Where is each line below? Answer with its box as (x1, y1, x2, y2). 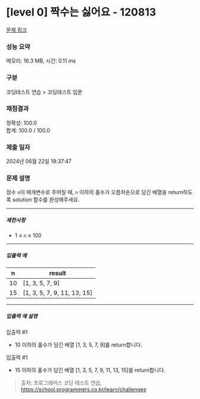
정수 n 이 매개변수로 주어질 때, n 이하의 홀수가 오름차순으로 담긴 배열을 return (6, 189, 183, 196)
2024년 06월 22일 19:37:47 (6, 158, 72, 165)
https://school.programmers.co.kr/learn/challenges (20, 386, 147, 393)
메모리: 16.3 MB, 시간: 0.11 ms (6, 57, 76, 64)
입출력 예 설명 (6, 312, 37, 319)
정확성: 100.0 (6, 119, 37, 126)
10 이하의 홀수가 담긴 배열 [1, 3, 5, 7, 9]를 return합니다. (14, 341, 143, 348)
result (49, 269, 67, 278)
